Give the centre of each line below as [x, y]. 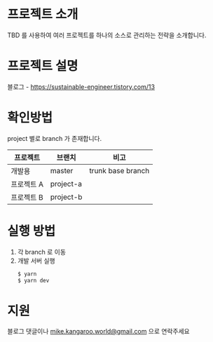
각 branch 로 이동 [42, 252]
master [62, 170]
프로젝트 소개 [43, 14]
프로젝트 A [27, 184]
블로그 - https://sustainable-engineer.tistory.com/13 [81, 87]
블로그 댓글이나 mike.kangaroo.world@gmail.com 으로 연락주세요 [99, 331]
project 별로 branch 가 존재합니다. [55, 138]
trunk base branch [119, 170]
